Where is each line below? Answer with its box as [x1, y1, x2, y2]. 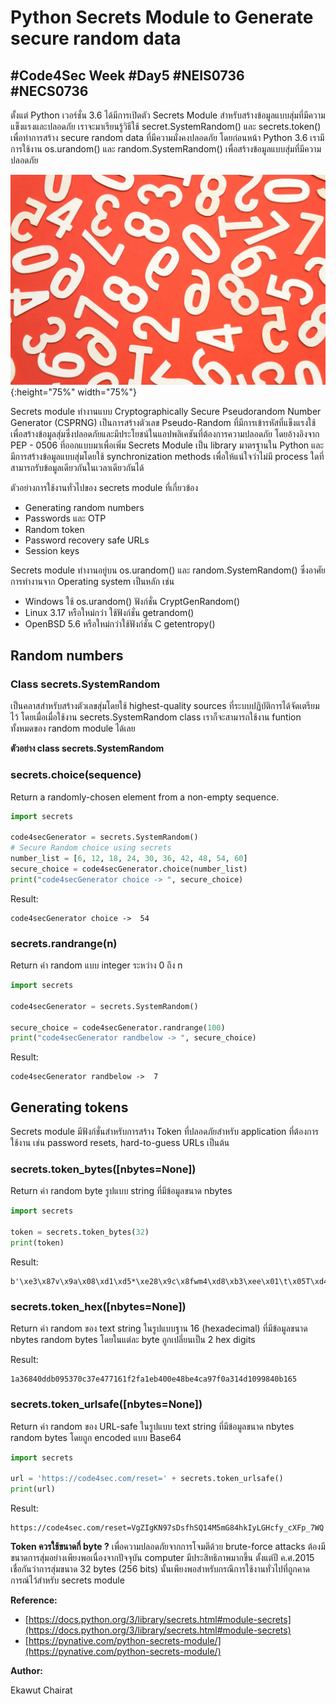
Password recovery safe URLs [24, 534, 150, 546]
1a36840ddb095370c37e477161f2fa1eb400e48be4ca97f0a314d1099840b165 [10, 1374, 298, 1385]
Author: [10, 1665, 44, 1677]
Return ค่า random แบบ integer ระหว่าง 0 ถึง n [10, 959, 183, 971]
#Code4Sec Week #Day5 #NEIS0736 [10, 67, 245, 84]
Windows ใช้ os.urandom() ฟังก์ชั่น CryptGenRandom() [24, 595, 241, 607]
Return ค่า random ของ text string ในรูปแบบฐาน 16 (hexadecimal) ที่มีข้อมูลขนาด [10, 1322, 308, 1335]
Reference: [10, 1594, 58, 1606]
